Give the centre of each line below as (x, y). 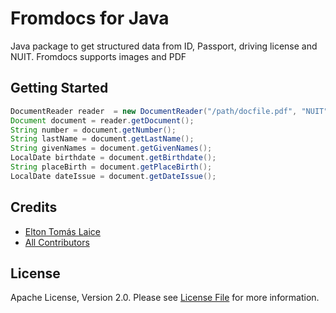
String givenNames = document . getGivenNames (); (111, 148)
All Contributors (57, 242)
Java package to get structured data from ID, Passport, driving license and (164, 46)
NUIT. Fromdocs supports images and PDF (98, 56)
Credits (34, 207)
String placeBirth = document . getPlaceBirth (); (111, 167)
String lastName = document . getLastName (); (102, 139)
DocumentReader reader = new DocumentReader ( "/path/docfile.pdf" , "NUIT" (169, 111)
